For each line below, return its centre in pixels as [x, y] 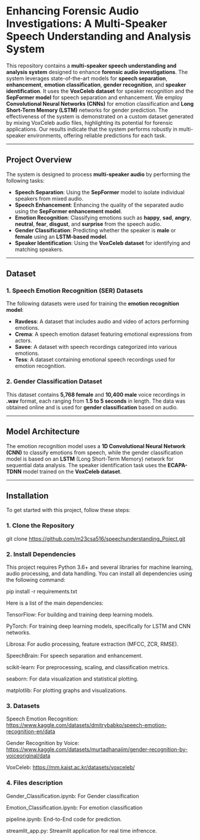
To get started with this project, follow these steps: [68, 510]
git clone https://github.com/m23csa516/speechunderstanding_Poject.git [96, 538]
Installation [27, 496]
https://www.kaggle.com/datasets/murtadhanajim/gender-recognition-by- [97, 749]
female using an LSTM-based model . [61, 237]
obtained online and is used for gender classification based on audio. [92, 407]
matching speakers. [39, 249]
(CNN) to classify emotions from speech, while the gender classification [95, 452]
